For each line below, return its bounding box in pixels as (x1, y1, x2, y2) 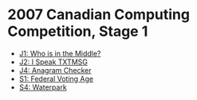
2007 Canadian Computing (7, 6, 191, 24)
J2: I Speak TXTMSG (18, 57, 89, 67)
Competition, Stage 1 (7, 22, 148, 40)
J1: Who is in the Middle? (18, 48, 101, 58)
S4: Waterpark (18, 82, 67, 92)
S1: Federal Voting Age (18, 74, 94, 83)
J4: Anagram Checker (18, 65, 92, 75)
